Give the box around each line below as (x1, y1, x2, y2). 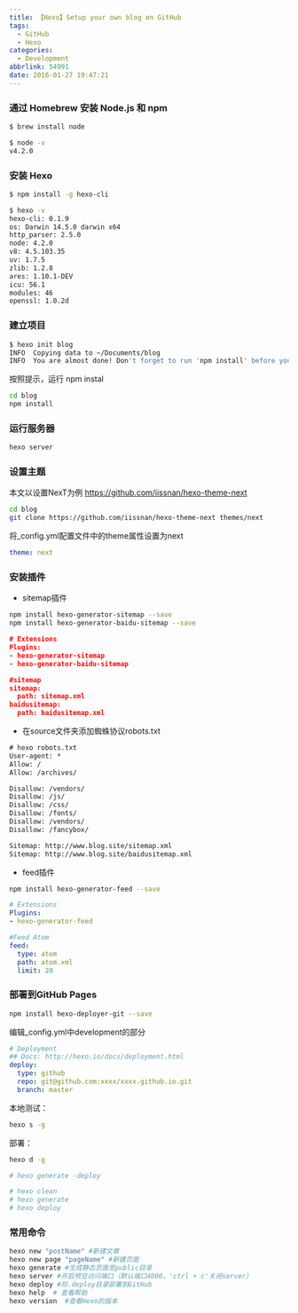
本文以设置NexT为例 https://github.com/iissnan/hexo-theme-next (9, 487, 247, 498)
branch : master (17, 1085, 74, 1094)
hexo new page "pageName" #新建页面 (9, 1255, 139, 1264)
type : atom (17, 949, 58, 958)
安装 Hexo (9, 169, 53, 182)
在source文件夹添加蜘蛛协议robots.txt (21, 726, 161, 736)
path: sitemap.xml (17, 692, 86, 701)
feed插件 (21, 867, 55, 877)
